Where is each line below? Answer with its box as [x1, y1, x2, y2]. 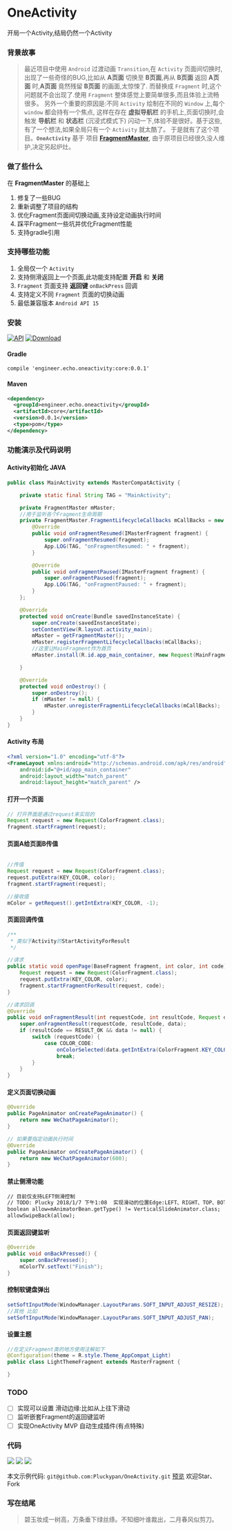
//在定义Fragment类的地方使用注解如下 [7, 1346, 106, 1353]
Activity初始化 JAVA [7, 463, 66, 472]
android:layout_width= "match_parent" [19, 772, 128, 780]
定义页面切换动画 [7, 1087, 56, 1096]
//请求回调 [7, 1001, 35, 1008]
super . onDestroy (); [32, 689, 88, 697]
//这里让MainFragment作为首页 [32, 646, 112, 652]
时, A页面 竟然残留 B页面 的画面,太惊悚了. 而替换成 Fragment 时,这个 [32, 82, 222, 91]
